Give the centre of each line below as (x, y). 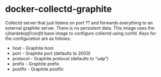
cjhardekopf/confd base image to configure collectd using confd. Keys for (80, 33)
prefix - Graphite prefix (36, 64)
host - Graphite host (33, 48)
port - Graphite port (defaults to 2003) (51, 53)
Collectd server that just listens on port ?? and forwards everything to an (79, 23)
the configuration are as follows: (38, 38)
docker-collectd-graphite (59, 9)
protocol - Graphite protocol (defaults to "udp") (60, 58)
